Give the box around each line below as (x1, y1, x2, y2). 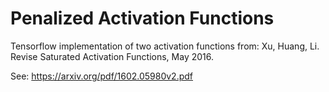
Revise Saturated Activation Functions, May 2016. (10, 50, 215, 62)
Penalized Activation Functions (10, 7, 275, 30)
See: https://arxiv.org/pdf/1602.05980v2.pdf (10, 70, 194, 82)
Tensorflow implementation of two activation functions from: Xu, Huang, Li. (10, 40, 320, 52)
